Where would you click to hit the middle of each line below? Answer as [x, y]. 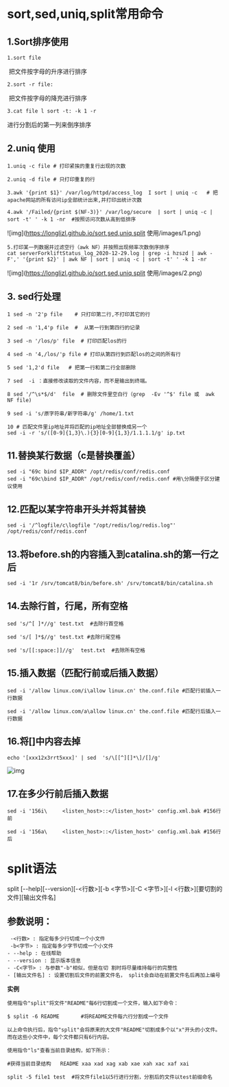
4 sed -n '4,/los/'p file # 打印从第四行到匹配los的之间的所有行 [94, 354]
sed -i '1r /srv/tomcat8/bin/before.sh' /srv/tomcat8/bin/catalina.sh [110, 584]
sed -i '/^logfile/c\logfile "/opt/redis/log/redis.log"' [92, 526]
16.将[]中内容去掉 [44, 742]
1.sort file [24, 58]
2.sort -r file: [30, 85]
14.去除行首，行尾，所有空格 [68, 606]
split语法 [32, 869]
